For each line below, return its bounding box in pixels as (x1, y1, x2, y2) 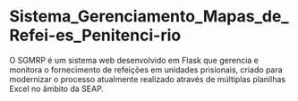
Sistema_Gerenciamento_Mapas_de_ (9, 6, 289, 27)
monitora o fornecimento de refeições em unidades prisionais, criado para (9, 64, 284, 75)
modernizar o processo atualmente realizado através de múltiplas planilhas (9, 73, 286, 84)
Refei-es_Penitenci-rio (9, 25, 182, 46)
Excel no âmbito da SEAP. (9, 83, 105, 94)
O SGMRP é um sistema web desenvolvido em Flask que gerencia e (9, 55, 260, 65)
